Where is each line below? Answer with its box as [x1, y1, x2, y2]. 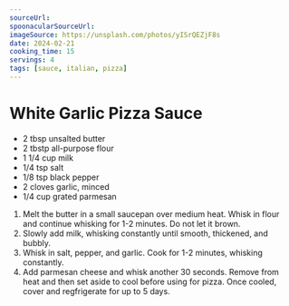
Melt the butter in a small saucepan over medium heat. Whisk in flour [22, 208, 280, 219]
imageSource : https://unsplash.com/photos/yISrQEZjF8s [9, 30, 221, 39]
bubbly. [22, 237, 52, 248]
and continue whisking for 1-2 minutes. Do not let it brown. [22, 218, 241, 229]
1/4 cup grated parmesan [22, 191, 118, 202]
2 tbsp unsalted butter [22, 133, 106, 143]
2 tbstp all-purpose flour [22, 143, 115, 153]
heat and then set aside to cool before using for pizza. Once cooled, [22, 276, 277, 287]
